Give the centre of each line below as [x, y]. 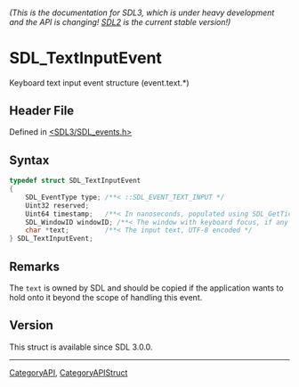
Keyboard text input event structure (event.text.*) [99, 82]
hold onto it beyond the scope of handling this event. [106, 297]
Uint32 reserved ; [57, 205]
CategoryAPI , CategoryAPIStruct [69, 372]
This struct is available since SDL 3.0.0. [81, 347]
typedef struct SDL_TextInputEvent [75, 181]
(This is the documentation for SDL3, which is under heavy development [142, 12]
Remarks [35, 266]
